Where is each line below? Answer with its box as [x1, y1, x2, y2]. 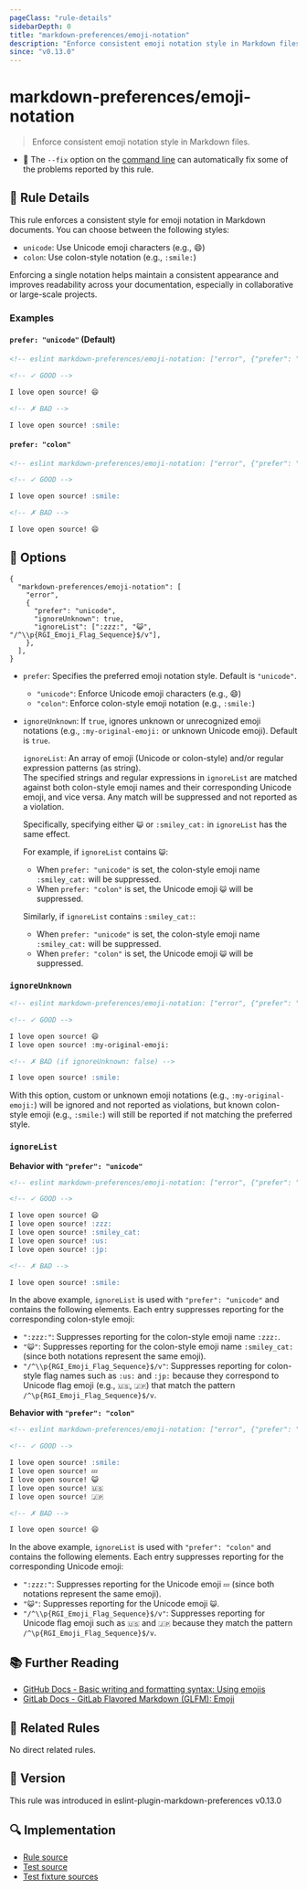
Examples [9, 312, 55, 324]
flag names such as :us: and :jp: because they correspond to [43, 1370, 280, 1381]
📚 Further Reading [9, 1655, 120, 1671]
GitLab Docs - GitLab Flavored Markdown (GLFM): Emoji [22, 1694, 235, 1704]
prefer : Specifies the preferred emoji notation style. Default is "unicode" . [22, 670, 297, 681]
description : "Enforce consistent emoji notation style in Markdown [9, 38, 276, 48]
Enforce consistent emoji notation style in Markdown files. [31, 136, 250, 147]
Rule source [22, 1852, 69, 1863]
